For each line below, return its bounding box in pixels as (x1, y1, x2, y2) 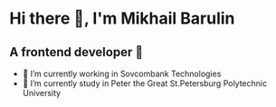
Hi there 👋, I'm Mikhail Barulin (9, 8, 235, 29)
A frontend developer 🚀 (9, 44, 143, 60)
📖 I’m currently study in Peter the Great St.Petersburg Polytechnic (22, 78, 268, 89)
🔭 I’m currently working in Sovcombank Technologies (22, 68, 222, 79)
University (22, 88, 62, 98)
